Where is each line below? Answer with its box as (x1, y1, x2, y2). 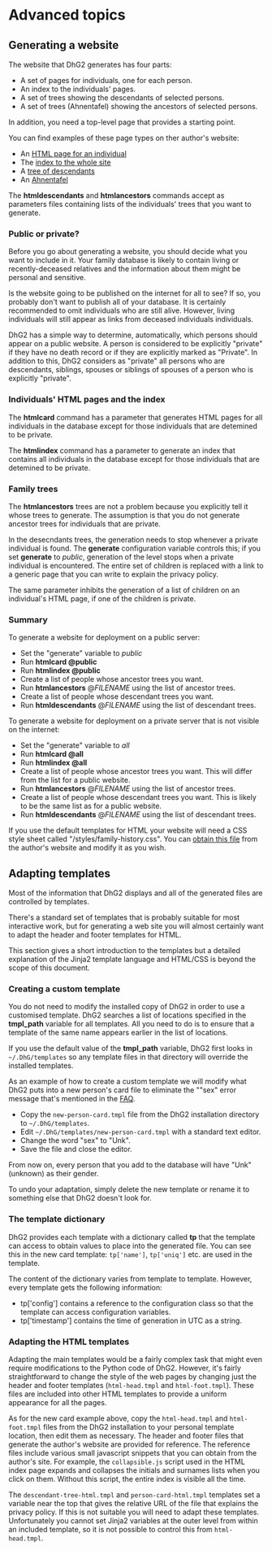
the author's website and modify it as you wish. (8, 843, 166, 853)
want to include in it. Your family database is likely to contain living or (8, 255, 240, 266)
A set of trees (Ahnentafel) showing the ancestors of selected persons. (19, 102, 258, 111)
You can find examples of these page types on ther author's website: (8, 133, 240, 143)
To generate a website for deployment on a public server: (8, 633, 201, 643)
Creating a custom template (8, 983, 120, 995)
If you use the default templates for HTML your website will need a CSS (8, 825, 248, 836)
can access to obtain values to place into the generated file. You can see (8, 1241, 252, 1250)
